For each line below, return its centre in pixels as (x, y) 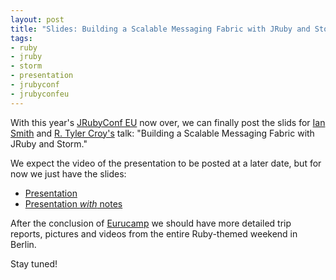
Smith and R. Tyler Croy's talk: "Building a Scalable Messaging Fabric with (162, 133)
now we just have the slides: (68, 173)
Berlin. (23, 244)
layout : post (37, 19)
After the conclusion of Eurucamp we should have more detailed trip (151, 223)
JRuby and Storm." (49, 143)
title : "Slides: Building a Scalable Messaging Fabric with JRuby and (160, 29)
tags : (21, 38)
